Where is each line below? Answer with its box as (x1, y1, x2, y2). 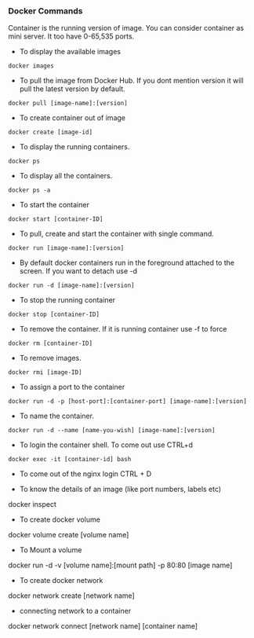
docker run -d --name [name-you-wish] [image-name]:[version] (8, 427, 216, 434)
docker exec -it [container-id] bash (8, 456, 132, 464)
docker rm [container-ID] (8, 339, 93, 347)
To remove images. (19, 354, 82, 363)
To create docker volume (19, 515, 100, 524)
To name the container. (19, 411, 94, 421)
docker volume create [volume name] (8, 530, 129, 540)
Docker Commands (8, 5, 84, 16)
